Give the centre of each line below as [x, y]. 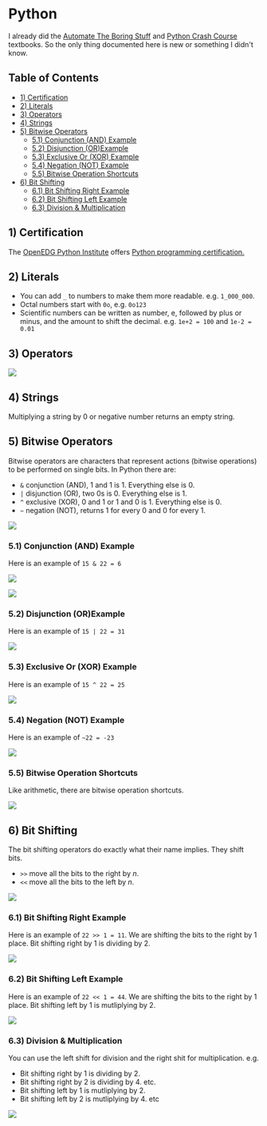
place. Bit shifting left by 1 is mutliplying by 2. [82, 1005]
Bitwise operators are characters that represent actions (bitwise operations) [133, 460]
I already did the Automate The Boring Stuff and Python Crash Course [123, 36]
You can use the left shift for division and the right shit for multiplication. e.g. [133, 1058]
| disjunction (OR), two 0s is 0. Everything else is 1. [103, 493]
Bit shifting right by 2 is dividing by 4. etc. [88, 1082]
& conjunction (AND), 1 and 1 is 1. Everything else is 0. [107, 484]
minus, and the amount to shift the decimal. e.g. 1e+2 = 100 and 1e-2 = [136, 322]
